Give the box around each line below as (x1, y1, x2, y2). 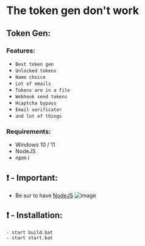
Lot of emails (15, 81, 51, 87)
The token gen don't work (6, 4, 140, 18)
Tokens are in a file (15, 87, 70, 93)
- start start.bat (6, 234, 53, 241)
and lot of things (15, 113, 62, 119)
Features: (6, 46, 35, 55)
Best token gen (15, 61, 54, 67)
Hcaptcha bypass (15, 100, 57, 106)
